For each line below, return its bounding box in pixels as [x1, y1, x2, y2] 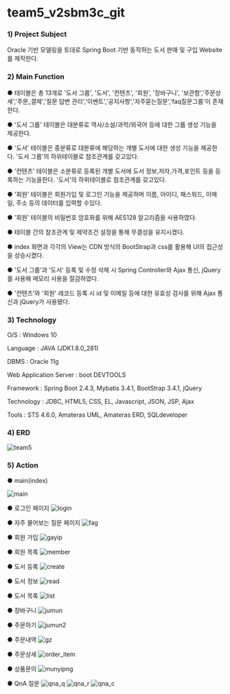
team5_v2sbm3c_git [7, 5, 125, 21]
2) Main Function [7, 72, 65, 82]
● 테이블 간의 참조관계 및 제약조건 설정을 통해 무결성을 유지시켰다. [7, 228, 185, 236]
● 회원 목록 [7, 547, 39, 556]
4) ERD [7, 428, 31, 437]
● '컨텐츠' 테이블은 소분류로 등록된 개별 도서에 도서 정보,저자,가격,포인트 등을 [7, 166, 214, 175]
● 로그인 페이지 [7, 503, 49, 512]
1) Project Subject [7, 30, 67, 39]
